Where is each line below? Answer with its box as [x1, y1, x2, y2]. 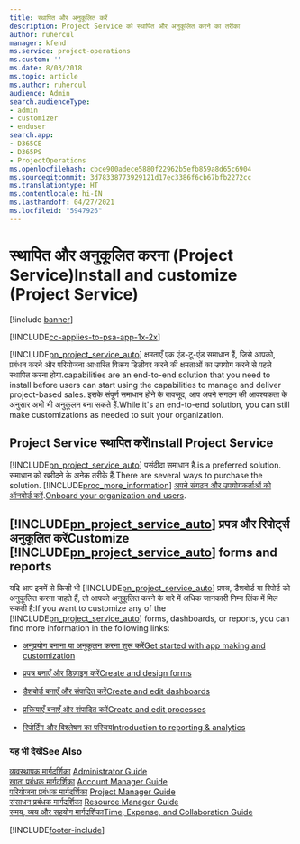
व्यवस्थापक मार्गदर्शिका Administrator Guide [9, 765, 148, 776]
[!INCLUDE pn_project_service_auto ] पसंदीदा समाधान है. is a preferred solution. [9, 459, 282, 470]
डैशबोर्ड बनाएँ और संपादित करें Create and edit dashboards [22, 686, 210, 697]
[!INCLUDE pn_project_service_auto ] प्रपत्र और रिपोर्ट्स [9, 516, 290, 532]
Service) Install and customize [9, 264, 238, 285]
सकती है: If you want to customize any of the [9, 603, 167, 614]
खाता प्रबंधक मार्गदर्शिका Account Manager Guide [9, 775, 168, 786]
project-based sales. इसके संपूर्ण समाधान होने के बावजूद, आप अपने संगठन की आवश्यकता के [9, 389, 288, 400]
